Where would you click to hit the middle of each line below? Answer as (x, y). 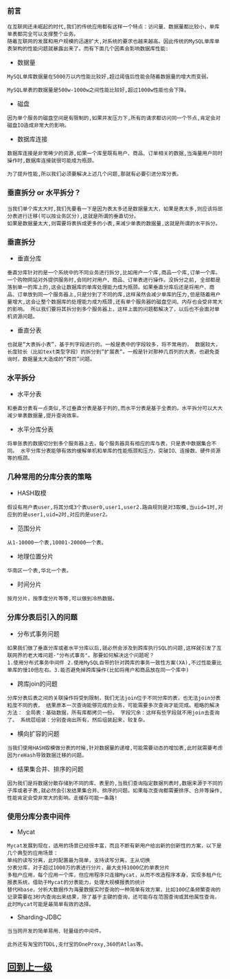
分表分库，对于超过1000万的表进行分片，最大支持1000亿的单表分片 (89, 868)
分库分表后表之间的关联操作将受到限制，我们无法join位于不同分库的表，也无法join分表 (114, 698)
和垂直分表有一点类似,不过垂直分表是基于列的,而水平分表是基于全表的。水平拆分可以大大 (115, 409)
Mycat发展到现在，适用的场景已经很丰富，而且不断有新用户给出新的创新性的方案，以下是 (114, 846)
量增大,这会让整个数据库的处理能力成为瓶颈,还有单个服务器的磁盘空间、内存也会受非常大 (115, 302)
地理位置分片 (35, 557)
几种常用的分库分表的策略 (49, 477)
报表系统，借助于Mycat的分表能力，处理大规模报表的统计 (76, 883)
